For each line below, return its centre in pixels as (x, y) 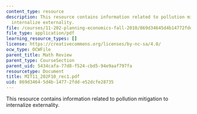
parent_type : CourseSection (40, 60)
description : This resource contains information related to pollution (95, 17)
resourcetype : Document (35, 71)
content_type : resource (35, 11)
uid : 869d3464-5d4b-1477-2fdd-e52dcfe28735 (60, 82)
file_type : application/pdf (40, 33)
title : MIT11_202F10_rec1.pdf (43, 77)
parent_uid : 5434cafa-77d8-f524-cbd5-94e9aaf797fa (69, 66)
